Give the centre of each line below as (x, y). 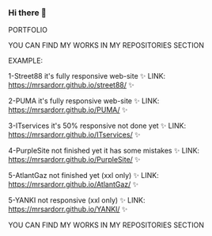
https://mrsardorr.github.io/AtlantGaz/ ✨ (74, 184)
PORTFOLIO (28, 30)
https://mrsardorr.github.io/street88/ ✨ (71, 85)
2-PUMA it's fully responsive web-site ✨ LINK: (84, 101)
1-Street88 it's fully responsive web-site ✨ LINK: (87, 76)
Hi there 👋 (28, 13)
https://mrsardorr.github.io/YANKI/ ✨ (68, 209)
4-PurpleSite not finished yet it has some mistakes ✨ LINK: (104, 151)
